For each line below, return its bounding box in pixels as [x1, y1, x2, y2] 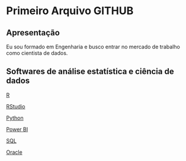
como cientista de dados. [6, 50, 68, 57]
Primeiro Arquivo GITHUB [6, 4, 134, 18]
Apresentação [6, 28, 60, 38]
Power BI [6, 126, 28, 133]
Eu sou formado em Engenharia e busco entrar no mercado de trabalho [6, 43, 181, 50]
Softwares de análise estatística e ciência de [6, 67, 174, 77]
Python [6, 114, 24, 121]
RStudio [6, 103, 25, 110]
